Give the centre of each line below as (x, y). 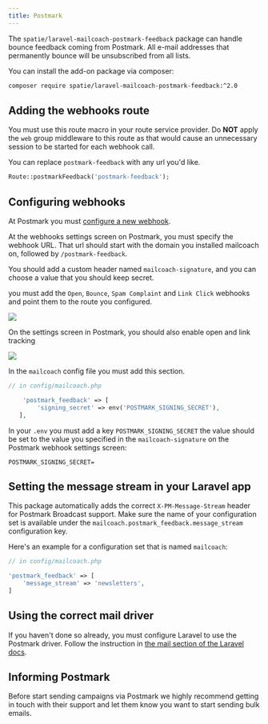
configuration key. (38, 531)
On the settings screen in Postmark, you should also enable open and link (129, 332)
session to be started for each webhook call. (82, 147)
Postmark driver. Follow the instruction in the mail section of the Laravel (126, 643)
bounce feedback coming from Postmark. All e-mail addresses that (119, 47)
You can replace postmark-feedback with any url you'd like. (104, 162)
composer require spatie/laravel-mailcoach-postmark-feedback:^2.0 (123, 86)
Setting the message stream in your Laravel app (130, 486)
